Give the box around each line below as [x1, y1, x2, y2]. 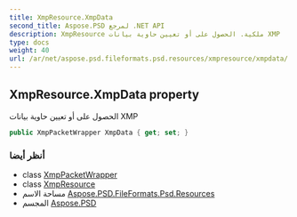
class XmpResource [21, 179, 96, 189]
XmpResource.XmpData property [9, 87, 200, 102]
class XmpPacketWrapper [21, 169, 117, 180]
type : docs [9, 37, 50, 47]
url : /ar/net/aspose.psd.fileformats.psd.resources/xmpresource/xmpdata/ [9, 54, 289, 63]
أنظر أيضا [9, 149, 45, 161]
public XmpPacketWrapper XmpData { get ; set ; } [9, 128, 189, 137]
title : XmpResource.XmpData [9, 12, 114, 22]
